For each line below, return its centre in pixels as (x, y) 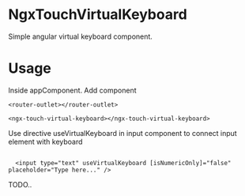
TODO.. (20, 184)
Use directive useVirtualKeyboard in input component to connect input (122, 133)
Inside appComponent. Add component (72, 90)
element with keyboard (45, 141)
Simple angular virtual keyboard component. (80, 36)
